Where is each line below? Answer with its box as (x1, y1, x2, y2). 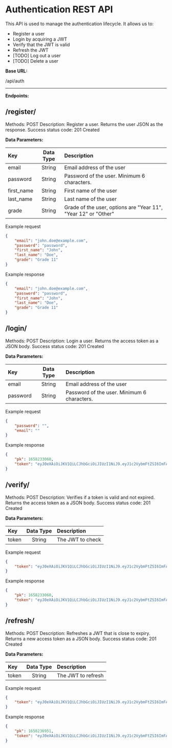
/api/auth (5, 78, 25, 84)
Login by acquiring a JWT (12, 36, 68, 42)
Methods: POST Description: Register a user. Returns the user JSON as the (5, 121, 163, 127)
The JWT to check (57, 536, 101, 543)
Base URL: (5, 68, 28, 74)
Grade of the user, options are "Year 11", (64, 204, 163, 211)
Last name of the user (64, 195, 117, 203)
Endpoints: (5, 93, 29, 99)
